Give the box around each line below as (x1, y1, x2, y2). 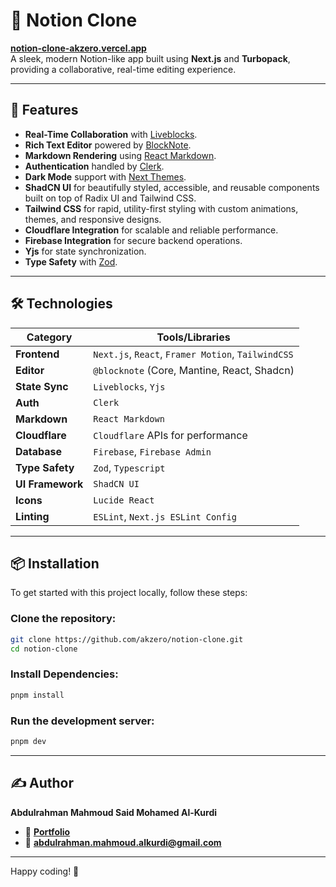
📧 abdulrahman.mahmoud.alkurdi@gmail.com (24, 836, 222, 848)
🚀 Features (10, 102, 79, 119)
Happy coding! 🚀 (10, 865, 80, 877)
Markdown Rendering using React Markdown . (24, 149, 217, 161)
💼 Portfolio (24, 825, 71, 838)
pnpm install (10, 690, 65, 700)
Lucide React (93, 494, 155, 506)
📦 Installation (10, 555, 100, 572)
